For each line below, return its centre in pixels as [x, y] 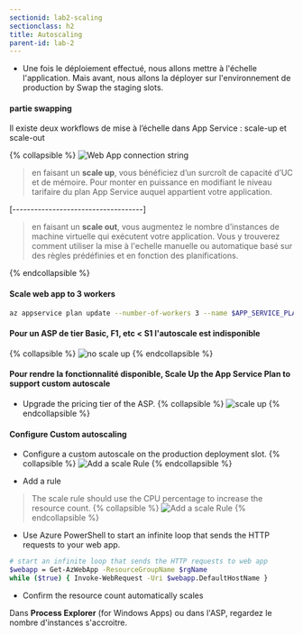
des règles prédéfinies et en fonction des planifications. [135, 256]
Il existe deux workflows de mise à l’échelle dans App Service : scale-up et [148, 128]
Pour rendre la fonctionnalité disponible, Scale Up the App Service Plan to [150, 374]
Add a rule [41, 481]
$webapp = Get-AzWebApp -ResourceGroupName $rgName [108, 570]
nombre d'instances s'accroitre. [69, 622]
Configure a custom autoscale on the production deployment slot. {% [151, 454]
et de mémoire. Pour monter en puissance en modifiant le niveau [151, 182]
